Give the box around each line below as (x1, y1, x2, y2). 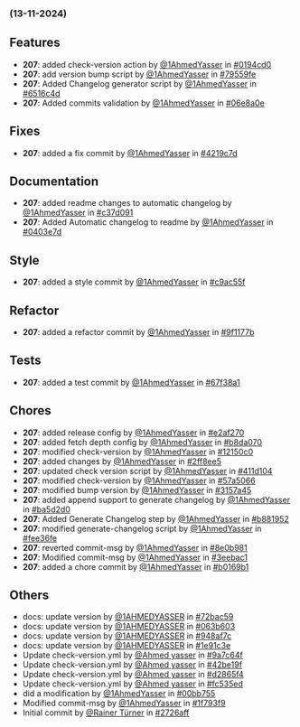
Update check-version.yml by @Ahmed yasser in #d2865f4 (22, 669, 244, 680)
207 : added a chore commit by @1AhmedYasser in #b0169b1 (22, 561, 249, 572)
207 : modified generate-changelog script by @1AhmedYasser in (22, 523, 262, 534)
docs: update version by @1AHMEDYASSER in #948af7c (22, 630, 232, 641)
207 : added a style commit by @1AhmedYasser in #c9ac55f (22, 276, 246, 287)
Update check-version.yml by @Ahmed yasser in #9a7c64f (22, 649, 244, 661)
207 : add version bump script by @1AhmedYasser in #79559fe (22, 69, 257, 79)
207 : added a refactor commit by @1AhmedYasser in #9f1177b (22, 326, 255, 337)
